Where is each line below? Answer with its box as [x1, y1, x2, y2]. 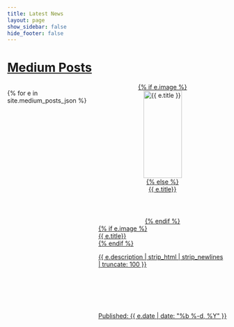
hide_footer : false [7, 29, 64, 37]
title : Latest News [7, 10, 64, 17]
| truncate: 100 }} [98, 260, 147, 269]
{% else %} [146, 177, 179, 186]
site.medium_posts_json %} [7, 96, 87, 105]
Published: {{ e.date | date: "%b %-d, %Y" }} [98, 312, 227, 320]
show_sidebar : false [7, 23, 68, 30]
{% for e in [7, 89, 38, 98]
